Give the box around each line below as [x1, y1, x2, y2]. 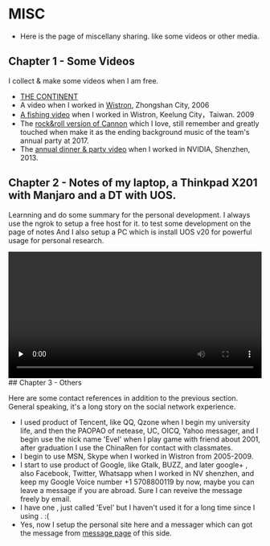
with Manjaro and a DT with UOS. [8, 189, 177, 202]
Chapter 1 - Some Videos [8, 55, 135, 68]
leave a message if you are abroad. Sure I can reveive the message [19, 485, 243, 495]
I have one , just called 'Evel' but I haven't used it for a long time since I [19, 503, 256, 512]
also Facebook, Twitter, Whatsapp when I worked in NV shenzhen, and [19, 468, 255, 478]
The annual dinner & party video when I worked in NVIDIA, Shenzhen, [19, 144, 251, 153]
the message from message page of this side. [19, 528, 172, 538]
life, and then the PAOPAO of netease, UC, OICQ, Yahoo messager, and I [19, 426, 259, 435]
